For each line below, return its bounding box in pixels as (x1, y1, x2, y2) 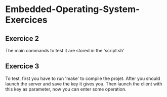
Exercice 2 (5, 34, 39, 43)
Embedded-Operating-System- (5, 4, 140, 15)
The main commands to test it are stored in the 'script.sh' (5, 48, 125, 53)
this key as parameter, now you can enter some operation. (5, 86, 127, 92)
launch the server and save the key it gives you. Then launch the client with (5, 80, 162, 86)
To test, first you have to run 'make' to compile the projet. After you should (5, 75, 160, 81)
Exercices (5, 14, 48, 26)
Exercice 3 (5, 62, 39, 71)
